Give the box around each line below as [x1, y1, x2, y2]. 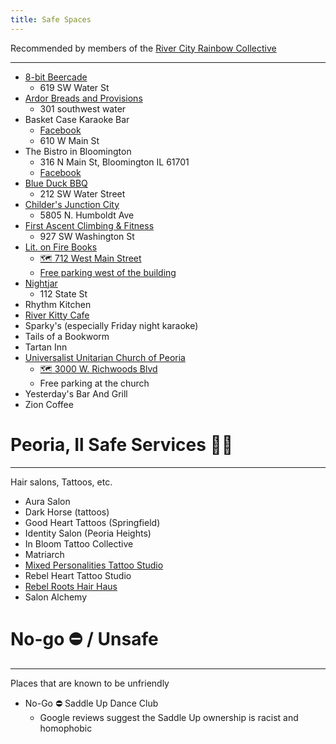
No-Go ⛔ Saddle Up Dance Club [24, 697, 159, 709]
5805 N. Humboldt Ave [39, 209, 135, 221]
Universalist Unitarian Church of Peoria [24, 351, 186, 363]
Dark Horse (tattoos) [24, 506, 110, 518]
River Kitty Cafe [24, 309, 90, 321]
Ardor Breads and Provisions [24, 92, 143, 104]
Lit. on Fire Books [24, 241, 98, 253]
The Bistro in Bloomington [24, 145, 132, 157]
